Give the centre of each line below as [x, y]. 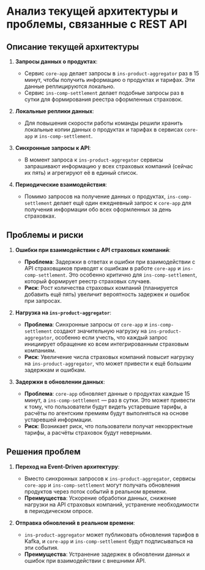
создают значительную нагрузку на [100, 331]
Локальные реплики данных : [54, 111]
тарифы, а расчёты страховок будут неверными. [88, 432]
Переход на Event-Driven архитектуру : [67, 467]
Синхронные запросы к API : [53, 148]
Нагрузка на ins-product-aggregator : [63, 313]
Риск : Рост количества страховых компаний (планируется [101, 287]
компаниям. [40, 350]
